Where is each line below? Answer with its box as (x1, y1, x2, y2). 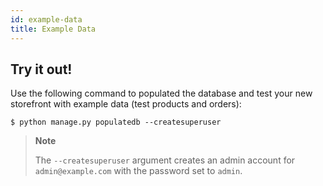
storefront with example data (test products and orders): (10, 98, 242, 110)
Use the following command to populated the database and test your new (10, 87, 313, 100)
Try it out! (10, 61, 73, 78)
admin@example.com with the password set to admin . (34, 165, 243, 177)
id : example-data (10, 14, 83, 25)
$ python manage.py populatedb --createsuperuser (10, 117, 222, 128)
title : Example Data (10, 24, 97, 34)
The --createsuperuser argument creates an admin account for (34, 154, 296, 166)
